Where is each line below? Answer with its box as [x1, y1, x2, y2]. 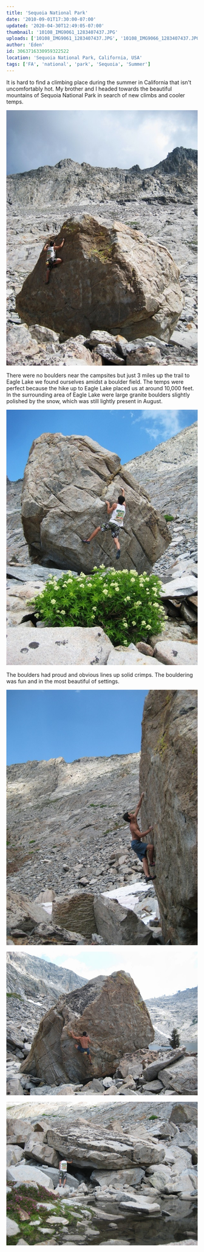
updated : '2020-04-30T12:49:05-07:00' [6, 22, 104, 29]
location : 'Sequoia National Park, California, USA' [6, 55, 143, 61]
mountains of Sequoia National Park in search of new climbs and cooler [6, 91, 185, 99]
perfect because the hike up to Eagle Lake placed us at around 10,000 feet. [6, 384, 194, 392]
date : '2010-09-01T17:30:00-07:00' [6, 16, 97, 22]
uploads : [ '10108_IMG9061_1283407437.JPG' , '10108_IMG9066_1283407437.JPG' [6, 35, 202, 42]
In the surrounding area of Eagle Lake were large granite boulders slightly [6, 391, 190, 398]
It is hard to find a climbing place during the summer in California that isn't [6, 78, 192, 86]
